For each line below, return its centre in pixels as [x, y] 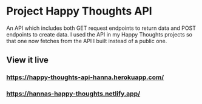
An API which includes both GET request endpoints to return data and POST [101, 28]
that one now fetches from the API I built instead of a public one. [87, 41]
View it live [27, 60]
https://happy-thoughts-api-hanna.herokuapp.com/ [85, 77]
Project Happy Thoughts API [79, 11]
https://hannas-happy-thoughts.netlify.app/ [73, 94]
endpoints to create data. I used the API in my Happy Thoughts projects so [99, 34]
